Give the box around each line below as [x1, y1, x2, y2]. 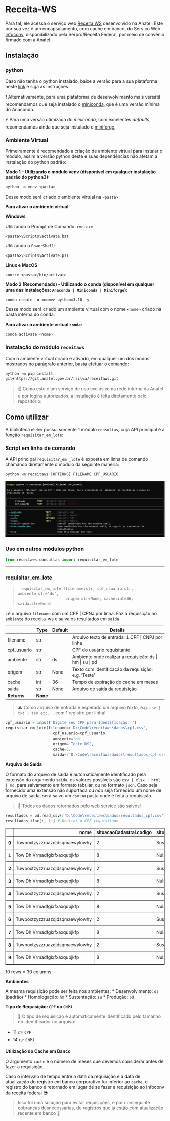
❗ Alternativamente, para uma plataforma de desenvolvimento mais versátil [5, 93, 160, 100]
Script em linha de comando [5, 444, 76, 452]
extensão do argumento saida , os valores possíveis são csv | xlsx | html [5, 777, 161, 783]
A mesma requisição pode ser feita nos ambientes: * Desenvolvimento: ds [5, 988, 159, 995]
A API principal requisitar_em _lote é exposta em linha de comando [5, 456, 148, 462]
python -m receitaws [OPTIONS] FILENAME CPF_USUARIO [5, 472, 119, 477]
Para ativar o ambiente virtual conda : [5, 321, 82, 327]
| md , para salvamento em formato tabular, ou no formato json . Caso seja [5, 782, 158, 788]
